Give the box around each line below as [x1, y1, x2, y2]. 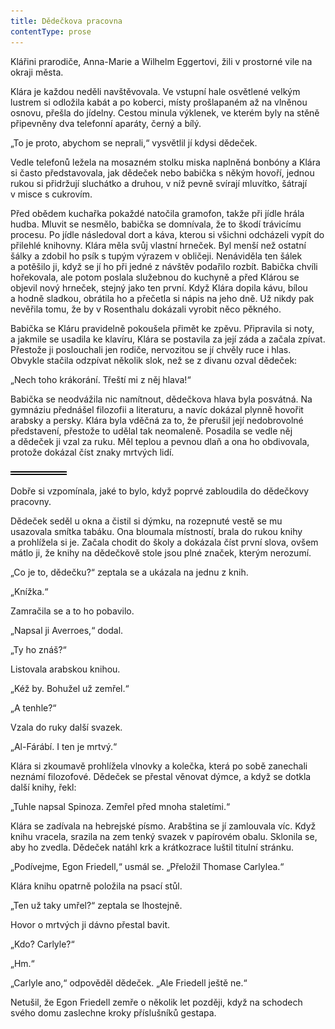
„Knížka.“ [10, 585, 49, 597]
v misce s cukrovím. [10, 188, 93, 200]
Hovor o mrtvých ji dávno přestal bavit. [10, 918, 170, 930]
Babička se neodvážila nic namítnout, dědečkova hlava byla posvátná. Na [10, 393, 313, 405]
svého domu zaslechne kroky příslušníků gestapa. [10, 1006, 217, 1019]
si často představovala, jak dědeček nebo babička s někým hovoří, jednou [10, 166, 315, 179]
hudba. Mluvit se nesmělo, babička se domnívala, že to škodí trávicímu [10, 218, 302, 230]
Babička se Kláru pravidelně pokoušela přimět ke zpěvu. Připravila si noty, [10, 322, 315, 334]
